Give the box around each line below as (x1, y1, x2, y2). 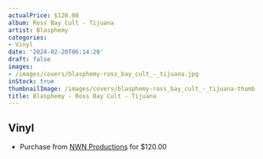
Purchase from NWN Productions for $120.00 (19, 142, 167, 152)
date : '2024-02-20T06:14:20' (8, 48, 104, 56)
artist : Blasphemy (8, 26, 69, 34)
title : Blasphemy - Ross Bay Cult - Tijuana (8, 92, 157, 100)
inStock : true (8, 77, 55, 85)
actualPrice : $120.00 (8, 11, 80, 20)
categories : (8, 33, 47, 42)
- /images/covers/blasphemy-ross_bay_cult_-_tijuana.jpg (8, 70, 199, 78)
